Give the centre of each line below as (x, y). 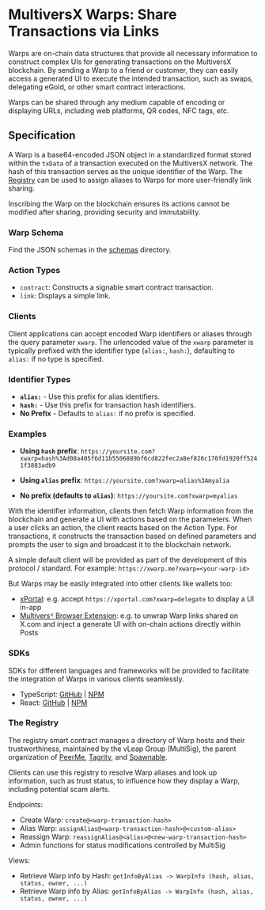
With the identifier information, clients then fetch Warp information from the (131, 511)
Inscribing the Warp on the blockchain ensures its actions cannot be (119, 203)
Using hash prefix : (49, 451)
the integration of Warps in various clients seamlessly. (96, 679)
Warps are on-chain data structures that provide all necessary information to (133, 53)
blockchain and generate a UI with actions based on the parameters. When (130, 519)
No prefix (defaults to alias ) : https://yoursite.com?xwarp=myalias (129, 495)
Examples (28, 434)
